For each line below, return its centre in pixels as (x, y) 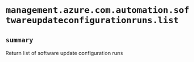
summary (19, 40)
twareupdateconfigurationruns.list (92, 21)
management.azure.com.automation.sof (98, 10)
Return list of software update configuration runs (64, 53)
